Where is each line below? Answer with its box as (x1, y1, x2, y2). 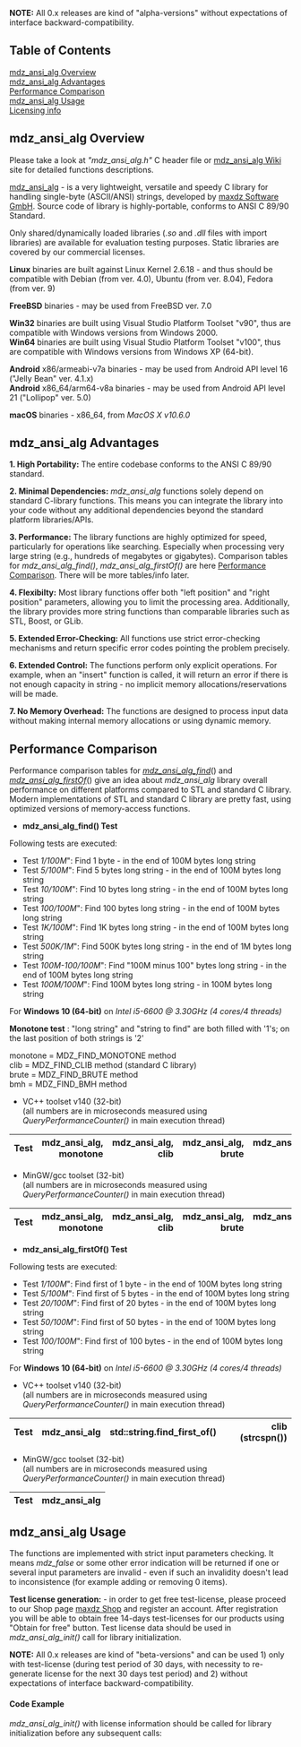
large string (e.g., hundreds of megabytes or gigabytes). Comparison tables (9, 551, 288, 562)
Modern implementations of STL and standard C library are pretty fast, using (9, 794, 292, 805)
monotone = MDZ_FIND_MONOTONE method (9, 1050, 176, 1061)
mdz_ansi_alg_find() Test (21, 821, 118, 831)
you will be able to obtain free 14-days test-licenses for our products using (9, 1613, 285, 1624)
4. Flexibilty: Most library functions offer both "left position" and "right (9, 587, 271, 598)
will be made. (9, 689, 59, 700)
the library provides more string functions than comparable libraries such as (9, 607, 290, 617)
